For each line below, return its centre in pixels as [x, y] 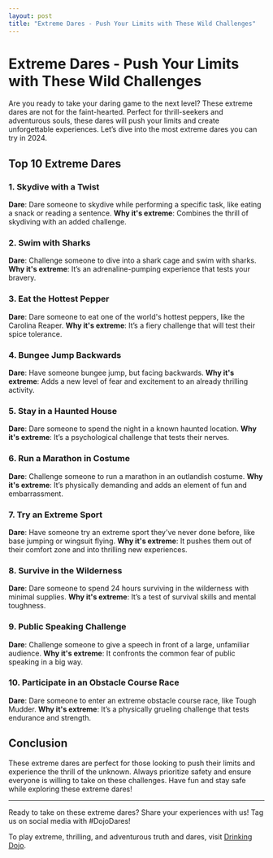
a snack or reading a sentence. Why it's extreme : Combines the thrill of [129, 213]
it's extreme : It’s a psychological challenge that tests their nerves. [119, 438]
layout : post [30, 16]
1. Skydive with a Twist [54, 186]
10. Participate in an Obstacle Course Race [94, 682]
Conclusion [38, 744]
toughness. [27, 606]
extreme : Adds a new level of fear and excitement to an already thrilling [128, 381]
